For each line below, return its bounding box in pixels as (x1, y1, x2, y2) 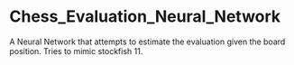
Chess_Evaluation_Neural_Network (9, 6, 281, 27)
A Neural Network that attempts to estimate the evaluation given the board (9, 36, 286, 47)
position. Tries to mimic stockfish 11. (9, 45, 143, 56)
